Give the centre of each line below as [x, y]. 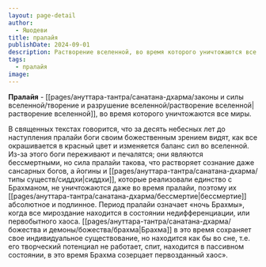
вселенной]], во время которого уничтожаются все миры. [153, 113]
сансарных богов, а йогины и [58, 171]
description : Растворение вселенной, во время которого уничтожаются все [133, 52]
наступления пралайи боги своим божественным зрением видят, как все [133, 137]
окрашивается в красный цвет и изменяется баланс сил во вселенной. [129, 145]
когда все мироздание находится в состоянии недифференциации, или [129, 212]
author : [21, 23]
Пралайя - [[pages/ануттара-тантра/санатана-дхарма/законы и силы [126, 96]
